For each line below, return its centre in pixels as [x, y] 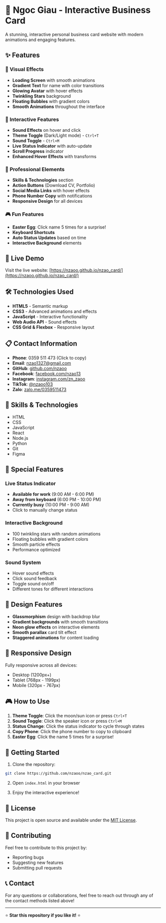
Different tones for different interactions [53, 589]
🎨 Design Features [34, 605]
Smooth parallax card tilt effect [44, 632]
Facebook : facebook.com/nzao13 [46, 373]
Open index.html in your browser [46, 783]
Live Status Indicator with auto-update [52, 146]
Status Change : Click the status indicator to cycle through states [78, 726]
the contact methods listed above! [40, 900]
